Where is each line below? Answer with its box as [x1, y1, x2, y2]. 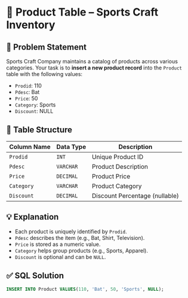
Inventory [6, 18, 56, 32]
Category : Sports [14, 101, 56, 108]
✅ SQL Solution [6, 270, 64, 281]
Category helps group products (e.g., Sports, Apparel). [14, 247, 148, 254]
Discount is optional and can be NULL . [14, 253, 106, 260]
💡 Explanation [6, 212, 59, 222]
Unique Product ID [91, 153, 144, 161]
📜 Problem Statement [6, 42, 87, 52]
